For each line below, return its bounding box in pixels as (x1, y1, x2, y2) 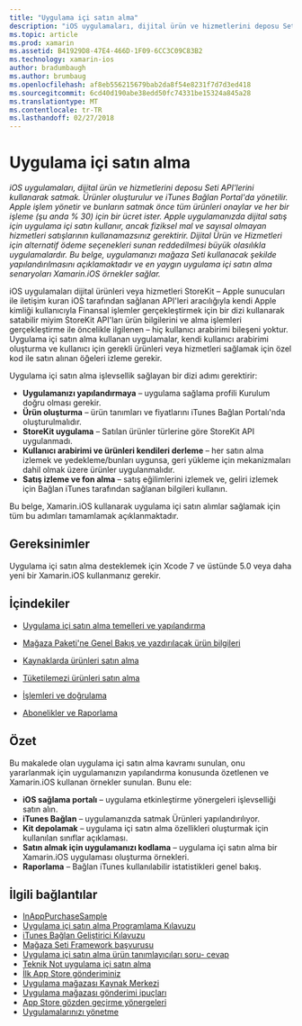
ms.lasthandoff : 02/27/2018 (9, 113, 115, 123)
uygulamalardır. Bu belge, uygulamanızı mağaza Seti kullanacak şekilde (9, 250, 277, 260)
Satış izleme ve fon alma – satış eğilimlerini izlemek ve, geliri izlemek (22, 474, 279, 485)
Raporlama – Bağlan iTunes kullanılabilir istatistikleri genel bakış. (22, 861, 262, 872)
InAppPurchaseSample (22, 911, 108, 922)
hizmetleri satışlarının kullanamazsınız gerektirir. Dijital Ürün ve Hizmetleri (9, 231, 283, 241)
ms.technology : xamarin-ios (9, 55, 115, 64)
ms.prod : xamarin (9, 38, 75, 48)
